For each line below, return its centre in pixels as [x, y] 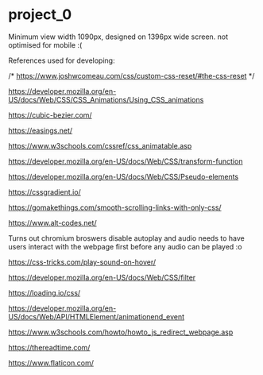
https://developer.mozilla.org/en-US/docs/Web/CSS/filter [102, 277]
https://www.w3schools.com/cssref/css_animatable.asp [100, 145]
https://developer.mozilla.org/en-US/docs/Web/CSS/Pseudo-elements [124, 176]
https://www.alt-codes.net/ [52, 222]
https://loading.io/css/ [44, 292]
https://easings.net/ [41, 130]
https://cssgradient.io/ [44, 191]
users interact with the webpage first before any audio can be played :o [125, 246]
